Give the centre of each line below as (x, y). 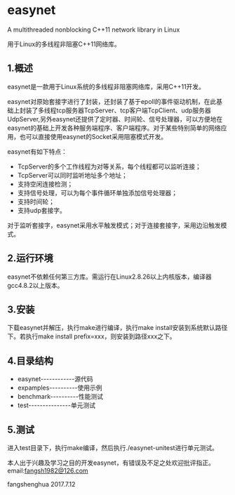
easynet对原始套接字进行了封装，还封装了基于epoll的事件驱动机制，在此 (112, 101)
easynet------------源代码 (55, 379)
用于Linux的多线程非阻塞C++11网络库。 (64, 44)
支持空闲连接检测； (45, 184)
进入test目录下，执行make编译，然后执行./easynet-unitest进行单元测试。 (113, 448)
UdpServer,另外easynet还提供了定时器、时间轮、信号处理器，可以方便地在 (115, 119)
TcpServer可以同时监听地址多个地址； (72, 175)
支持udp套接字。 (42, 210)
